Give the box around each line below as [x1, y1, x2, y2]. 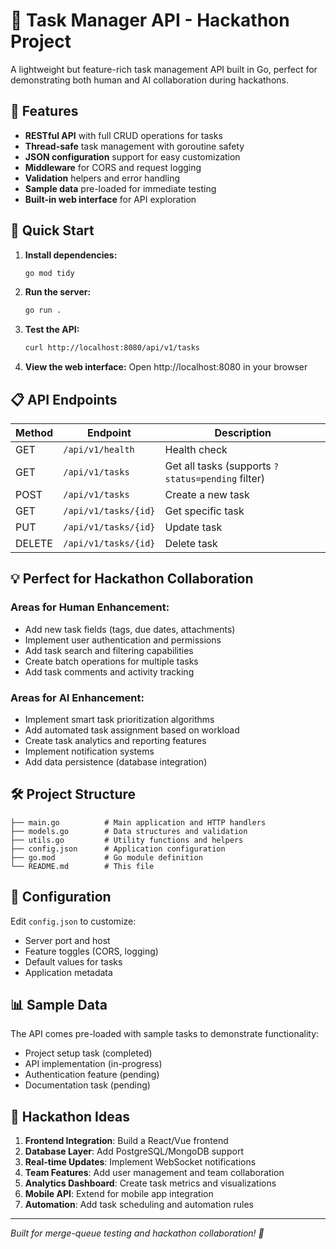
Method [15, 426, 54, 439]
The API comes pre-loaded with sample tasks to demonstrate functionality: [10, 1028, 320, 1040]
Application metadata [24, 966, 113, 978]
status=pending [164, 474, 238, 484]
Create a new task [164, 488, 250, 501]
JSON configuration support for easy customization [24, 150, 241, 163]
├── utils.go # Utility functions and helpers [10, 835, 244, 845]
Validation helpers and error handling [24, 172, 180, 184]
